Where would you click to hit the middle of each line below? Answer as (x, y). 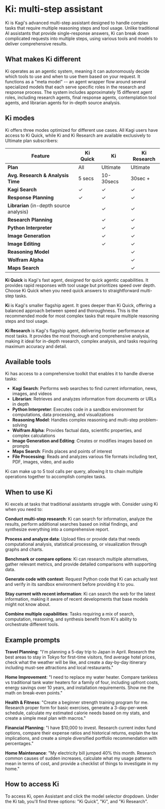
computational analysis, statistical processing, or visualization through (76, 544)
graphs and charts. (24, 549)
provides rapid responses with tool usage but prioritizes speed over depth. (81, 285)
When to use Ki (29, 492)
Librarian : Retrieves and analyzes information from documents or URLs (84, 399)
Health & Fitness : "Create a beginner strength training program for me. (77, 702)
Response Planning (31, 197)
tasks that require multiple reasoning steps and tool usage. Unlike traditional (82, 28)
